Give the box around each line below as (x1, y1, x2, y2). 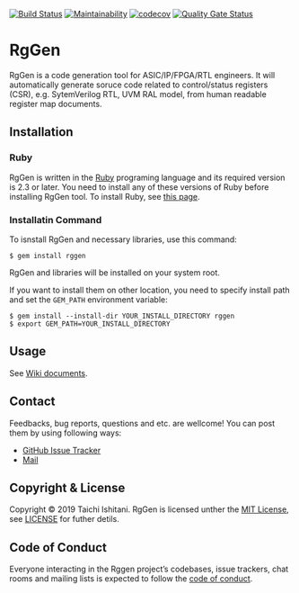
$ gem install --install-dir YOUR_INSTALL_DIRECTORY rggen (9, 311, 235, 320)
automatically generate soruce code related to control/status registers (9, 79, 268, 90)
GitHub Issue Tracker (22, 445, 101, 455)
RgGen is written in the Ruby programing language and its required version (9, 172, 286, 183)
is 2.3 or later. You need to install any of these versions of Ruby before (9, 181, 269, 193)
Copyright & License (9, 480, 126, 495)
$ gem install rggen (9, 251, 87, 260)
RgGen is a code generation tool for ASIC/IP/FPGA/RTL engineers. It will (9, 69, 276, 80)
